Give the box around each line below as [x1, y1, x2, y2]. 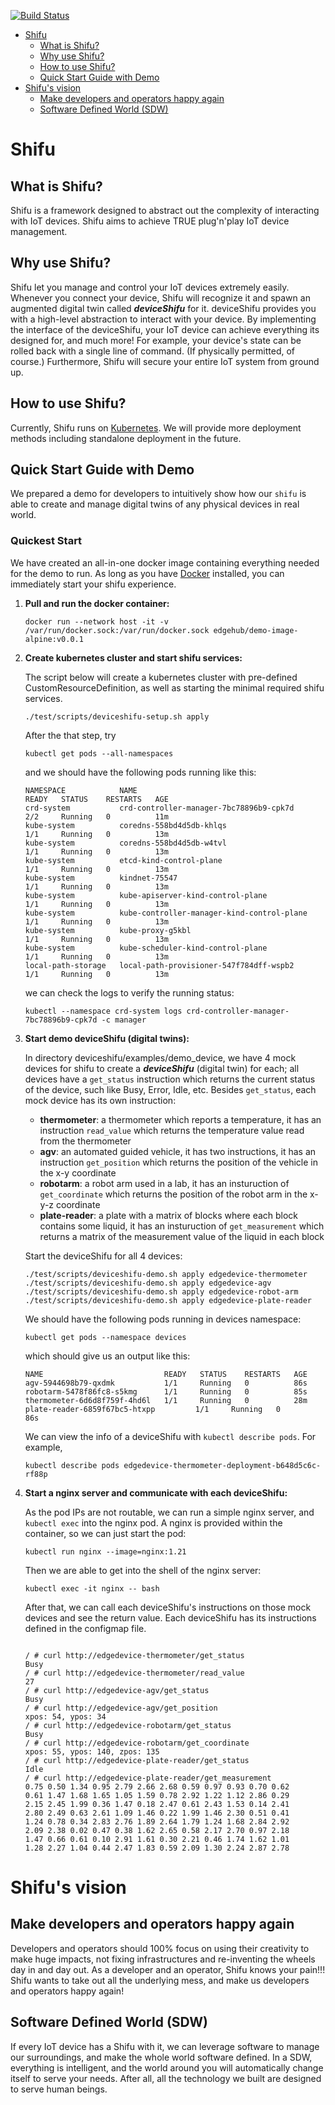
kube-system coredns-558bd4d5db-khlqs [24, 820, 227, 830]
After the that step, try [24, 729, 117, 741]
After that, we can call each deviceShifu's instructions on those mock [24, 1601, 312, 1613]
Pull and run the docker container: [24, 597, 170, 609]
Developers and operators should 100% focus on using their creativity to [10, 1942, 310, 1954]
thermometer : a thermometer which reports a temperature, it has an [39, 1113, 322, 1125]
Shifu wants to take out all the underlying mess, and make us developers [10, 1974, 310, 1986]
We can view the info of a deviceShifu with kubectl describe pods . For [24, 1430, 317, 1442]
